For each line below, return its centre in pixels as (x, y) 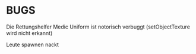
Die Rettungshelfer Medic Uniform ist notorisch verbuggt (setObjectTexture (98, 27)
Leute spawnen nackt (33, 45)
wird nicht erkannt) (29, 33)
